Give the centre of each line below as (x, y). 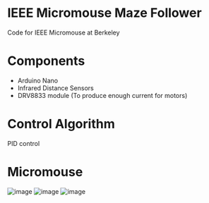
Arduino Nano (38, 80)
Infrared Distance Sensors (55, 88)
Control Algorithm (61, 124)
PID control (24, 143)
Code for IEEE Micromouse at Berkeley (64, 32)
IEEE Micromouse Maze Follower (105, 13)
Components (46, 61)
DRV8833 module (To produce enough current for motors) (102, 95)
